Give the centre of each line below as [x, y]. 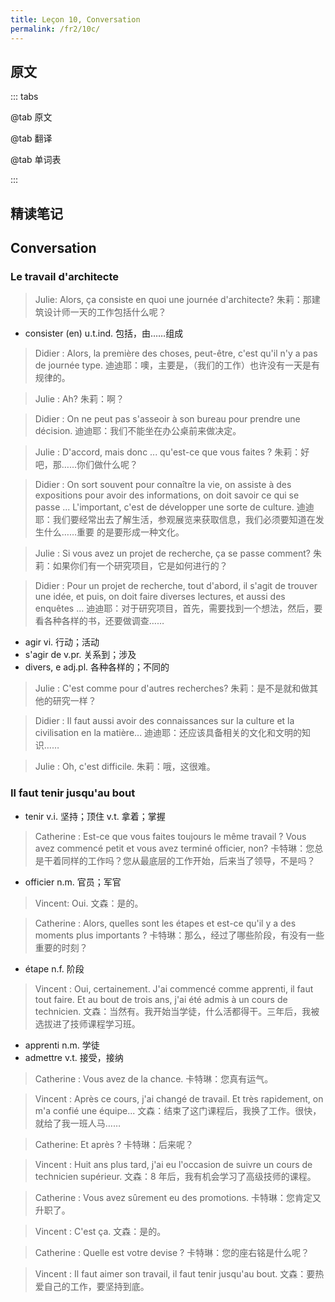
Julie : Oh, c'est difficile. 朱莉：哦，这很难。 [125, 767]
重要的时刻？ [61, 947]
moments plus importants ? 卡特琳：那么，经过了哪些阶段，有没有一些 [179, 935]
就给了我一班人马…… [77, 1123]
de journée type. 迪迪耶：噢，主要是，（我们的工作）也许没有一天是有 [177, 365]
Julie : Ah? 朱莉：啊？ [79, 399]
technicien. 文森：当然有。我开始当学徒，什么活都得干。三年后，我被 [177, 1011]
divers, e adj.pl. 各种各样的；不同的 [97, 667]
